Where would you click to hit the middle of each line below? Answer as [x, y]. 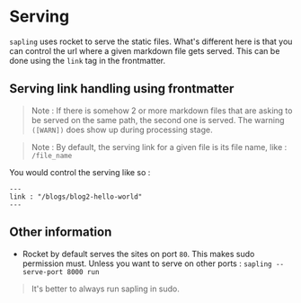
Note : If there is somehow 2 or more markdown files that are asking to [162, 111]
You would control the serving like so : [80, 172]
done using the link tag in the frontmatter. [88, 60]
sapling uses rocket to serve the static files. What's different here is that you [151, 41]
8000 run [83, 272]
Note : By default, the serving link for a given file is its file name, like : [159, 147]
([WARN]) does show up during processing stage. [122, 129]
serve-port [43, 272]
